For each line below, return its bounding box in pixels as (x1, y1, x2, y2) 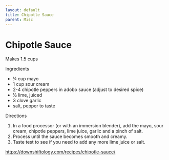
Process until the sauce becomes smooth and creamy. (12, 133, 128, 140)
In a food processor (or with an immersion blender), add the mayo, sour (12, 123, 164, 129)
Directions (5, 113, 27, 119)
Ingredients (5, 66, 30, 72)
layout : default (5, 7, 40, 13)
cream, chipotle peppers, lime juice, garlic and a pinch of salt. (12, 128, 143, 134)
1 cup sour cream (12, 81, 50, 87)
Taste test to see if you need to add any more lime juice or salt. (12, 139, 145, 145)
